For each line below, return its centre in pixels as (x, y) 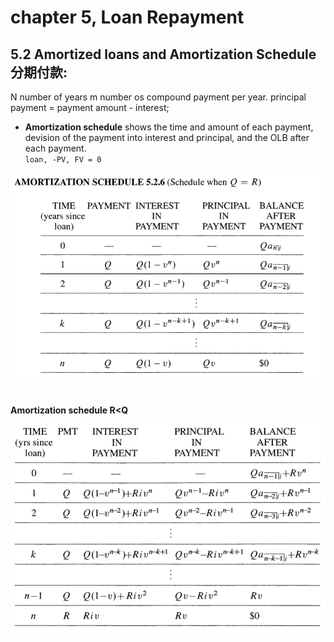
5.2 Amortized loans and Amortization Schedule (163, 54)
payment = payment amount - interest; (90, 107)
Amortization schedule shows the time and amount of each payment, (169, 127)
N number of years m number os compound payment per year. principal (158, 97)
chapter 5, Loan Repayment (127, 17)
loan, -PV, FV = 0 (63, 160)
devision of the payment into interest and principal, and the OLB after (167, 137)
